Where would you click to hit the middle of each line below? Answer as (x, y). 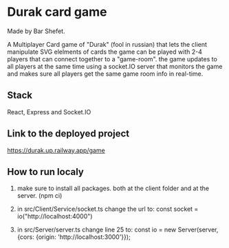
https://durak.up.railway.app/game (56, 150)
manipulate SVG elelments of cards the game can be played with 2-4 (105, 52)
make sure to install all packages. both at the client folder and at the (113, 188)
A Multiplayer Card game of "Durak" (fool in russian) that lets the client (107, 44)
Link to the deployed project (68, 134)
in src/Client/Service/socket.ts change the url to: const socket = (108, 209)
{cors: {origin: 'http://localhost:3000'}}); (74, 237)
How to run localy (45, 172)
